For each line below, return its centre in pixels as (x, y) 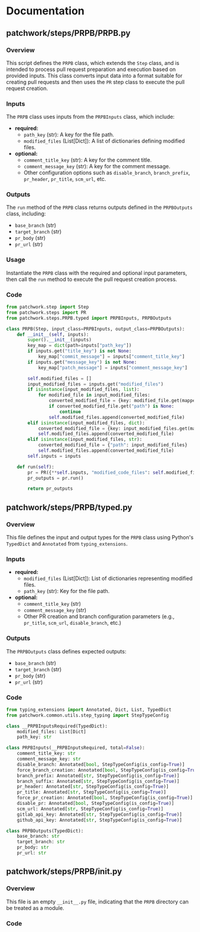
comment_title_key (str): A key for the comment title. (87, 160)
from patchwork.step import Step (48, 307)
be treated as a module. (35, 908)
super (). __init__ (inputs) (60, 340)
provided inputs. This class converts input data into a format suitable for (94, 75)
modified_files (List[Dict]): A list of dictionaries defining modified (104, 141)
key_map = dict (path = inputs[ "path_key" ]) (80, 345)
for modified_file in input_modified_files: (94, 395)
